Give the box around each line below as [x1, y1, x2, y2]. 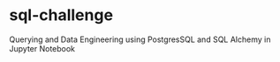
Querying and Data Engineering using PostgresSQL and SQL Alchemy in [9, 34, 271, 45]
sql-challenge [9, 5, 113, 25]
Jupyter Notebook [9, 43, 76, 53]
